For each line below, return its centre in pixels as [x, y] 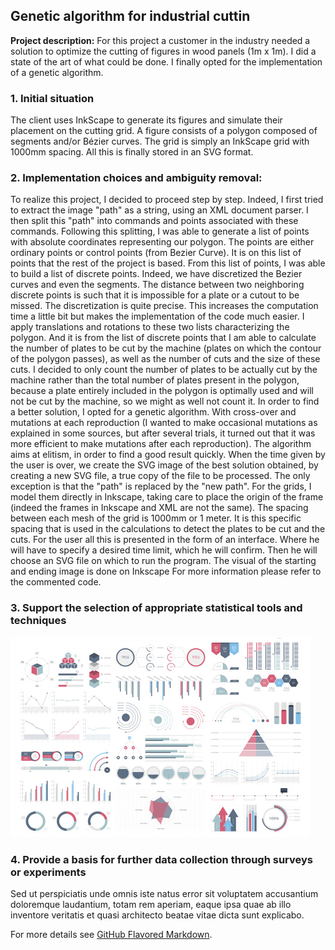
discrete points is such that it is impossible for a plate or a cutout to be [155, 295]
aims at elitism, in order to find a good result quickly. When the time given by [168, 455]
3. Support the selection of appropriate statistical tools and [156, 608]
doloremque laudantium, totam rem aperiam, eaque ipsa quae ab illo [151, 904]
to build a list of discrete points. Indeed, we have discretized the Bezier [156, 274]
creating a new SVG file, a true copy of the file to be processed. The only [160, 476]
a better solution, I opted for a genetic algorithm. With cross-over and [153, 412]
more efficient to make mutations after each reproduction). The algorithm [161, 444]
